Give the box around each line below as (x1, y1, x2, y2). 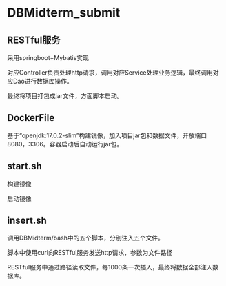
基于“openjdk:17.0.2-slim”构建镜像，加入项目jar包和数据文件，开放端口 (7, 131, 207, 140)
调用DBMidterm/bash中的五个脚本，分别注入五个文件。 (7, 233, 164, 242)
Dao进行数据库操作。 (12, 77, 74, 85)
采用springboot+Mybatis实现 (7, 54, 90, 61)
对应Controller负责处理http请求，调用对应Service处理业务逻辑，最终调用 (7, 68, 214, 77)
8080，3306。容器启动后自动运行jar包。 (7, 140, 123, 148)
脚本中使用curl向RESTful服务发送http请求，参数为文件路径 (7, 249, 173, 257)
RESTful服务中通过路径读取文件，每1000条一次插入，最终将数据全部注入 (7, 263, 213, 271)
